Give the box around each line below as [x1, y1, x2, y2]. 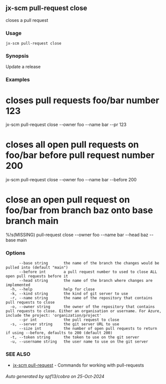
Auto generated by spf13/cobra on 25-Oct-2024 [5, 374, 105, 380]
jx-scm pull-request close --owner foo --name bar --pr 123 [5, 122, 127, 128]
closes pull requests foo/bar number [5, 95, 160, 106]
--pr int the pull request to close [18, 317, 120, 323]
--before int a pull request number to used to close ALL [18, 269, 157, 274]
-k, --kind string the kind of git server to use [10, 291, 128, 296]
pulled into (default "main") [5, 265, 69, 270]
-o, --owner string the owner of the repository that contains [10, 304, 155, 309]
